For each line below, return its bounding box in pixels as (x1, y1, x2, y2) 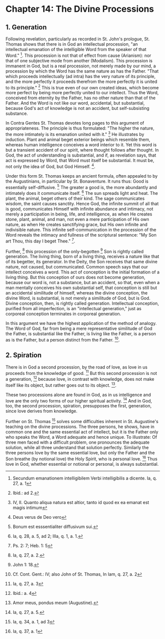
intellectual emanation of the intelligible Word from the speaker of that (5, 47, 146, 52)
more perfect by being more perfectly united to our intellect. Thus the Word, (5, 90, 159, 96)
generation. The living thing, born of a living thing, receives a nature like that (5, 254, 160, 260)
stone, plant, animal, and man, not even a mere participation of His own (5, 216, 149, 222)
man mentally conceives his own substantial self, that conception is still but (5, 285, 157, 291)
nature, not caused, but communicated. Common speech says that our (5, 264, 148, 270)
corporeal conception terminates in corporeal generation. (5, 311, 121, 317)
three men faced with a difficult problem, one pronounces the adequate (5, 439, 150, 445)
